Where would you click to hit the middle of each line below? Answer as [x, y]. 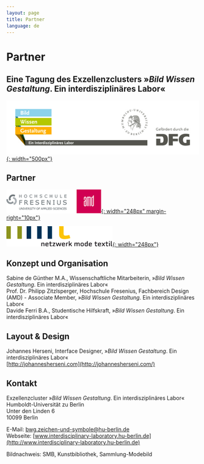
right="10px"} [24, 218]
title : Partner [26, 19]
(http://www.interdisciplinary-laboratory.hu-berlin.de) [73, 442]
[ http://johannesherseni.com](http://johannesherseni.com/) [81, 364]
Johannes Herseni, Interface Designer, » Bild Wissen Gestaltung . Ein [92, 351]
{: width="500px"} [30, 158]
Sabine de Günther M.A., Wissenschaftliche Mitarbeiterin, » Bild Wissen [96, 278]
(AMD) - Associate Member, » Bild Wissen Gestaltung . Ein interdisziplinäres [100, 298]
